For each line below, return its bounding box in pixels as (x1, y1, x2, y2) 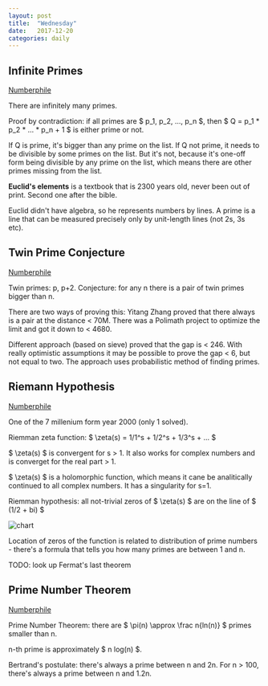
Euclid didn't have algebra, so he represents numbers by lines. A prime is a (8, 206, 256, 215)
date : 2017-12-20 (8, 27, 74, 35)
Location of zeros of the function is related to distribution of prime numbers (8, 536, 258, 545)
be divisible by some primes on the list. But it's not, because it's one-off (8, 149, 246, 159)
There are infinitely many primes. (8, 101, 118, 111)
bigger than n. (8, 291, 55, 301)
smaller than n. (8, 628, 58, 639)
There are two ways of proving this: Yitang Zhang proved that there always (8, 307, 255, 316)
